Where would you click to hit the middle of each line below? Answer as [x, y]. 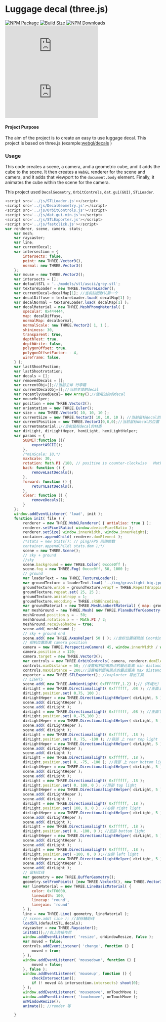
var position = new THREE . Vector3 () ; [53, 403]
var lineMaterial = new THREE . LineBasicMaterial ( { [77, 886]
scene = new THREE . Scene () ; [52, 551]
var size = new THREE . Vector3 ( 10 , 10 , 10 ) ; [62, 413]
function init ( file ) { [40, 518]
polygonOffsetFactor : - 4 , [51, 353]
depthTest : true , [41, 339]
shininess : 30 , [39, 330]
